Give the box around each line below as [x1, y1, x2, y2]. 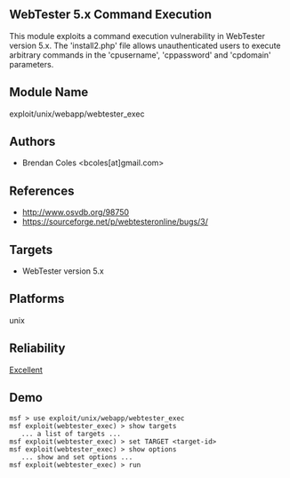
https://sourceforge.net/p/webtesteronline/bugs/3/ [21, 217, 209, 227]
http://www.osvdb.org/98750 [21, 207, 130, 218]
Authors [9, 134, 56, 149]
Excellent [9, 364, 43, 375]
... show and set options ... [20, 452, 133, 461]
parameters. [9, 59, 54, 69]
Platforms [9, 291, 65, 307]
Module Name [9, 84, 89, 100]
